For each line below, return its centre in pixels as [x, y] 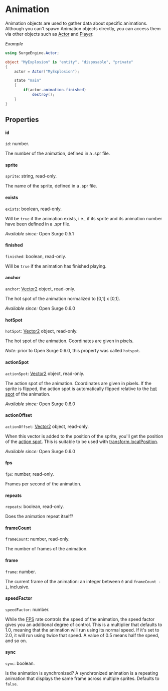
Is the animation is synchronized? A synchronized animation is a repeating [82, 673]
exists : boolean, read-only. [33, 209]
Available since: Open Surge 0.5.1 [40, 233]
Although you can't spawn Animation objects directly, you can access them [83, 28]
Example [14, 43]
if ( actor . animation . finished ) [55, 90]
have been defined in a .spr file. [38, 224]
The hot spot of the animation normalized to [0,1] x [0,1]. [63, 299]
